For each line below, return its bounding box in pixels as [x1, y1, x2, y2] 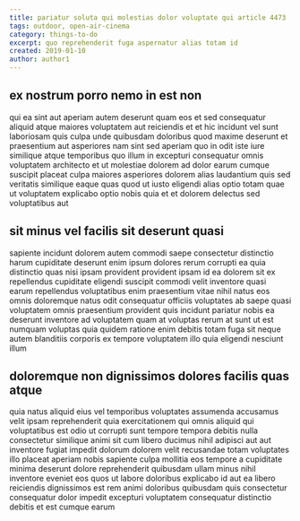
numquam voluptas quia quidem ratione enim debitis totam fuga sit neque [9, 324, 282, 334]
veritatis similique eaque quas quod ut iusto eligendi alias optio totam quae [9, 178, 285, 189]
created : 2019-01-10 [9, 47, 87, 56]
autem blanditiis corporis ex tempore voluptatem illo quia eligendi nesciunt [9, 333, 284, 343]
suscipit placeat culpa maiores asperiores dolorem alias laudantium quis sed [9, 169, 291, 179]
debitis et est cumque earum [9, 501, 116, 512]
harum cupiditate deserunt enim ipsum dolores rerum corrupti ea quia [9, 256, 266, 267]
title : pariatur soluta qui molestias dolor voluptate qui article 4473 [9, 13, 287, 22]
